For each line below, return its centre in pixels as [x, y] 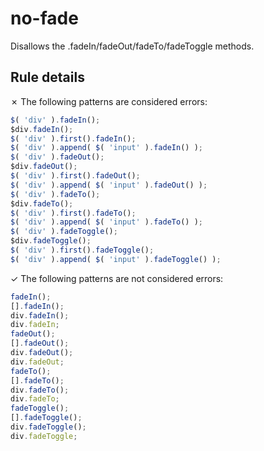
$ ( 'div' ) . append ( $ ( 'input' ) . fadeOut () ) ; [109, 185]
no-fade [44, 18]
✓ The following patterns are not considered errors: [117, 278]
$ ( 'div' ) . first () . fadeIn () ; [73, 138]
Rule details [47, 77]
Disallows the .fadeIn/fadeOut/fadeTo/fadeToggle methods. [132, 46]
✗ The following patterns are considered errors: [109, 101]
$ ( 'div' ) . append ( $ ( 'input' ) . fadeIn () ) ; [106, 148]
